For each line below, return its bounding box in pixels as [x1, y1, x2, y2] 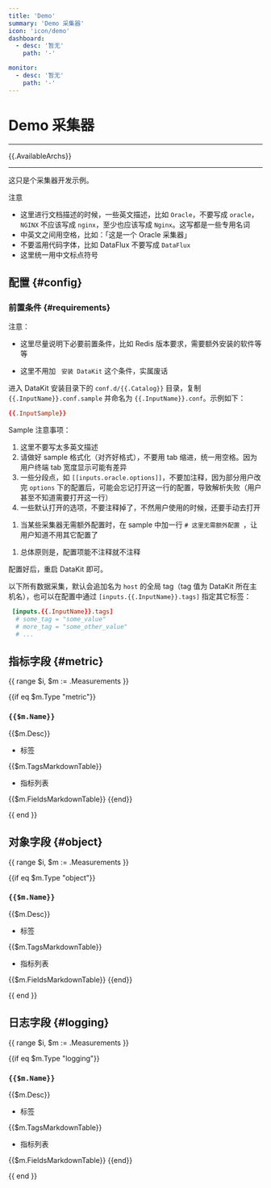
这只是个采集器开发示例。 [8, 175, 94, 185]
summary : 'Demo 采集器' [8, 19, 85, 27]
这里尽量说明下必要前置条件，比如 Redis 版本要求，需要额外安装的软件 [19, 339, 255, 349]
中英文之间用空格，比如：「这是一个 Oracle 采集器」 [19, 229, 192, 239]
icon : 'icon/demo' [8, 27, 70, 35]
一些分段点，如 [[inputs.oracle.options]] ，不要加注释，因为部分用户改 [19, 473, 261, 483]
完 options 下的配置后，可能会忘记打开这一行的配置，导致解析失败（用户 [19, 483, 262, 492]
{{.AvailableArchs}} [8, 151, 72, 161]
